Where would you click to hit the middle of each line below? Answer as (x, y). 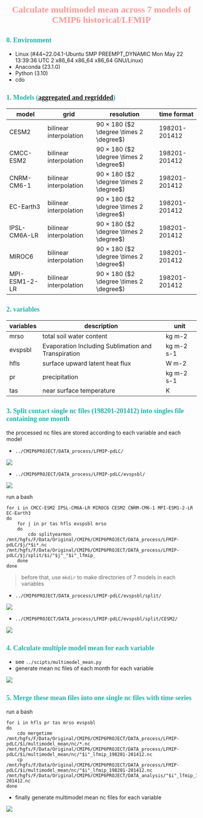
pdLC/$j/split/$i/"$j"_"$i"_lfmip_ (51, 556)
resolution (125, 114)
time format (176, 114)
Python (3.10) (31, 73)
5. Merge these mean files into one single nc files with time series (99, 698)
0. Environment (29, 40)
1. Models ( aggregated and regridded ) (61, 98)
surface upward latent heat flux (87, 363)
